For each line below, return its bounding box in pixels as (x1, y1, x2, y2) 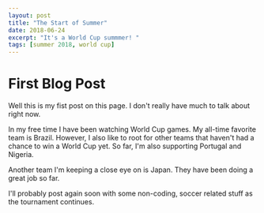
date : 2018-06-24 (8, 26, 66, 34)
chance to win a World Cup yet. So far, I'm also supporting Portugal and (8, 141, 242, 151)
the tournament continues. (8, 197, 95, 207)
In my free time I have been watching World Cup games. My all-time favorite (8, 125, 257, 134)
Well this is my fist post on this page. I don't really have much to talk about (8, 101, 251, 110)
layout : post (8, 11, 51, 20)
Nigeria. (8, 150, 34, 159)
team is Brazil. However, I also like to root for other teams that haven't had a (8, 133, 255, 143)
